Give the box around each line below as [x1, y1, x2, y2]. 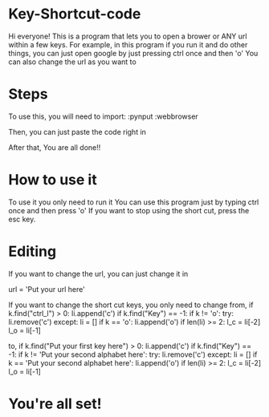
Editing [8, 242, 57, 261]
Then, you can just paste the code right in [8, 127, 147, 136]
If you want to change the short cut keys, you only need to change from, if [8, 300, 254, 310]
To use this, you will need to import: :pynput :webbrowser [8, 111, 198, 121]
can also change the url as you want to [8, 57, 137, 67]
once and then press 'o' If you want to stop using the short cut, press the [8, 205, 250, 215]
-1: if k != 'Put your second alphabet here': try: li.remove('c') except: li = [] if [8, 350, 258, 359]
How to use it [8, 171, 98, 189]
